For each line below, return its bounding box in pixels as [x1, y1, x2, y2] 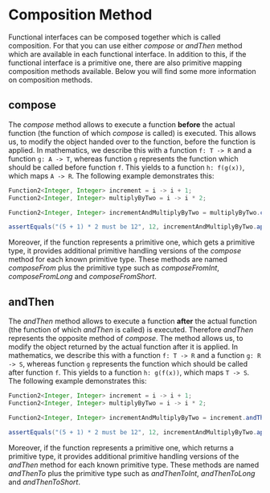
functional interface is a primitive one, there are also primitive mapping [8, 58, 243, 68]
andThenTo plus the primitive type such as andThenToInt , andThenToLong [8, 468, 256, 478]
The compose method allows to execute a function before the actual [8, 119, 235, 129]
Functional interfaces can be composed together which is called [8, 32, 221, 42]
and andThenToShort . [8, 477, 80, 487]
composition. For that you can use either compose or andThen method [8, 40, 243, 50]
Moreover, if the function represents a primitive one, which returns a [8, 442, 235, 452]
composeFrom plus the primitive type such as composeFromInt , [8, 263, 219, 273]
